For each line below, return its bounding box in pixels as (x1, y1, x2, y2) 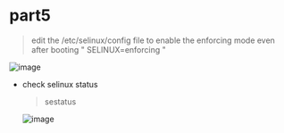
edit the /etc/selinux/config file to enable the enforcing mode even (30, 35, 275, 46)
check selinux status (21, 79, 98, 89)
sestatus (44, 96, 77, 107)
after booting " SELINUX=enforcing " (30, 44, 167, 54)
